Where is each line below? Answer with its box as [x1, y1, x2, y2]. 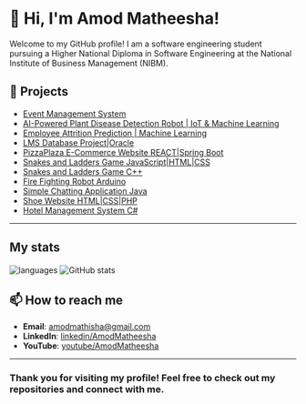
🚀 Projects [9, 84, 69, 99]
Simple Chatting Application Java [22, 186, 148, 197]
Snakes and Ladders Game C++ [22, 166, 143, 177]
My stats [9, 240, 61, 256]
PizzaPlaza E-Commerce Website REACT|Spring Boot [22, 146, 224, 157]
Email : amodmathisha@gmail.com [22, 321, 151, 332]
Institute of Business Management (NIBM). [9, 57, 168, 68]
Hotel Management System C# [22, 205, 138, 216]
